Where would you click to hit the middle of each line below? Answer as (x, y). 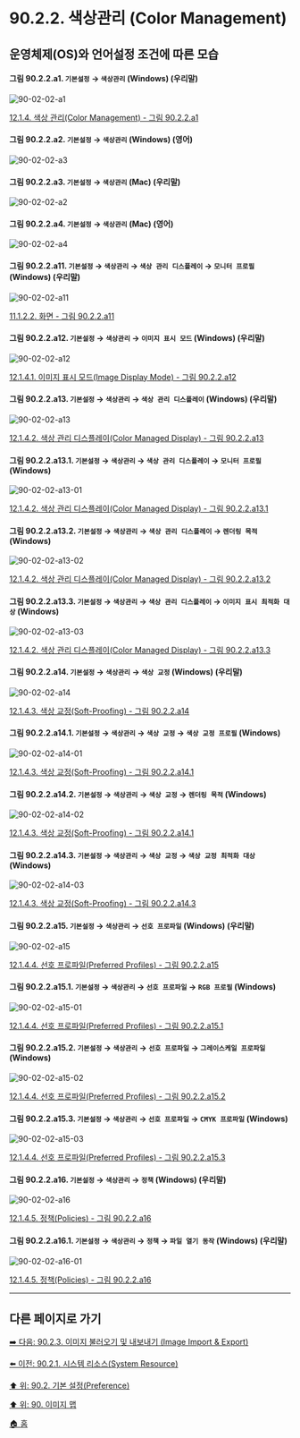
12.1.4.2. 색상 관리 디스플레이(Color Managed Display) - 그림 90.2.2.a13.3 (140, 650)
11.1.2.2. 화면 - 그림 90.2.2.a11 (62, 316)
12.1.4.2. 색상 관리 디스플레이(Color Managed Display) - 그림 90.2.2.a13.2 (140, 579)
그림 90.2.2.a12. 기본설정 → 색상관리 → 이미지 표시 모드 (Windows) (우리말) (137, 338)
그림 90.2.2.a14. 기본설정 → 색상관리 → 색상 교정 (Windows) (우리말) (126, 672)
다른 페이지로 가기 (55, 1319)
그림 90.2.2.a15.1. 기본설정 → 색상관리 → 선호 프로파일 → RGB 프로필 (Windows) (143, 987)
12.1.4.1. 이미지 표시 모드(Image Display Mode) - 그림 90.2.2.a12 (123, 377)
